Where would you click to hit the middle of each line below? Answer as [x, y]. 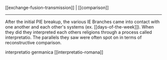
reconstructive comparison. [34, 43]
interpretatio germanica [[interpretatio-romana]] [54, 52]
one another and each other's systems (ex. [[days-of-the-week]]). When [80, 27]
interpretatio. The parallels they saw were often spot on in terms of [74, 37]
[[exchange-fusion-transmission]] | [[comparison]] [57, 8]
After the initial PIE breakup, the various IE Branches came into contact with [83, 22]
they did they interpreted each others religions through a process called [79, 32]
